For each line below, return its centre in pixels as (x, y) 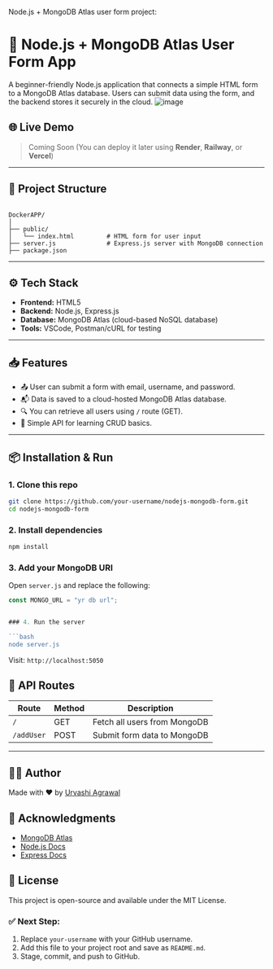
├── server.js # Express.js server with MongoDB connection (136, 243)
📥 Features (38, 363)
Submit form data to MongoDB (150, 735)
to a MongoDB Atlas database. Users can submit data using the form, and (132, 93)
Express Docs (43, 855)
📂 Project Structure (58, 189)
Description (150, 708)
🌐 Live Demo (41, 127)
